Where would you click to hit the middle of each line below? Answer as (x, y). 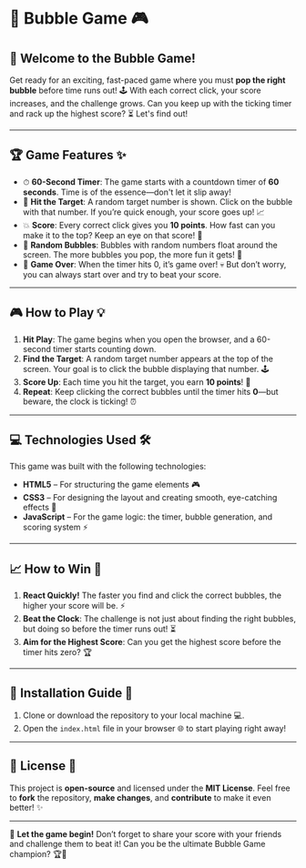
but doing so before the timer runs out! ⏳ (99, 629)
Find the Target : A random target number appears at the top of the (148, 358)
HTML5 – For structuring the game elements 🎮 (111, 485)
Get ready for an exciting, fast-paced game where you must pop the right (148, 80)
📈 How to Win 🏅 (56, 569)
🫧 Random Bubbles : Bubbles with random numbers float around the (150, 245)
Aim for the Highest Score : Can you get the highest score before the (152, 642)
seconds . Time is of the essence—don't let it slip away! (127, 192)
